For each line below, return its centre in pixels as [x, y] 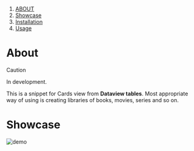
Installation [29, 22]
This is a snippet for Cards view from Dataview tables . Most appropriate [97, 94]
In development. [27, 81]
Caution [16, 70]
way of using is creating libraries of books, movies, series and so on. [92, 100]
